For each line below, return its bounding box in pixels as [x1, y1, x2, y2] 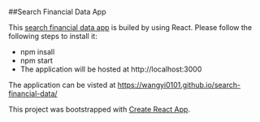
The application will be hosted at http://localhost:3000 [19, 64, 202, 74]
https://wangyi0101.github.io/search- [117, 81, 241, 89]
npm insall [19, 47, 55, 56]
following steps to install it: [8, 32, 97, 41]
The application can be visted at [8, 81, 116, 89]
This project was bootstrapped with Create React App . [8, 105, 191, 114]
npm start [19, 56, 53, 65]
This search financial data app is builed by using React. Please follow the [8, 23, 253, 32]
